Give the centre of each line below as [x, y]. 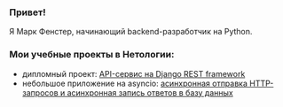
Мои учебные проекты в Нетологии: [92, 55]
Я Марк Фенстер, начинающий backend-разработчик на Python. [131, 32]
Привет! [28, 12]
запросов [40, 92]
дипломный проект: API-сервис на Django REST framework [134, 73]
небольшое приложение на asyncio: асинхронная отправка [135, 83]
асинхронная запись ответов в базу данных [150, 92]
